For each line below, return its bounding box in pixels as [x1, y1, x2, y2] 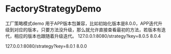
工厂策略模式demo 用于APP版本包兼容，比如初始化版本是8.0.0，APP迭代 [5, 20, 158, 26]
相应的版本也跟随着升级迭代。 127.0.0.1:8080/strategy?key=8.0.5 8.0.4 [14, 33, 161, 39]
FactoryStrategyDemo [5, 3, 102, 15]
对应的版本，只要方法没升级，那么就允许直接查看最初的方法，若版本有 [14, 26, 161, 33]
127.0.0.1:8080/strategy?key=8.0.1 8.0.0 [5, 43, 88, 49]
